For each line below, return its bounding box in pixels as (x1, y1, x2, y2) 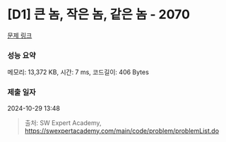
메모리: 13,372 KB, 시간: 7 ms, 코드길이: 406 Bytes (7, 68, 150, 76)
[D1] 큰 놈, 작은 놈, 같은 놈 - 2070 (7, 6, 191, 23)
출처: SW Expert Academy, (24, 118, 102, 127)
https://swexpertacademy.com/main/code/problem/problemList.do (24, 126, 220, 135)
